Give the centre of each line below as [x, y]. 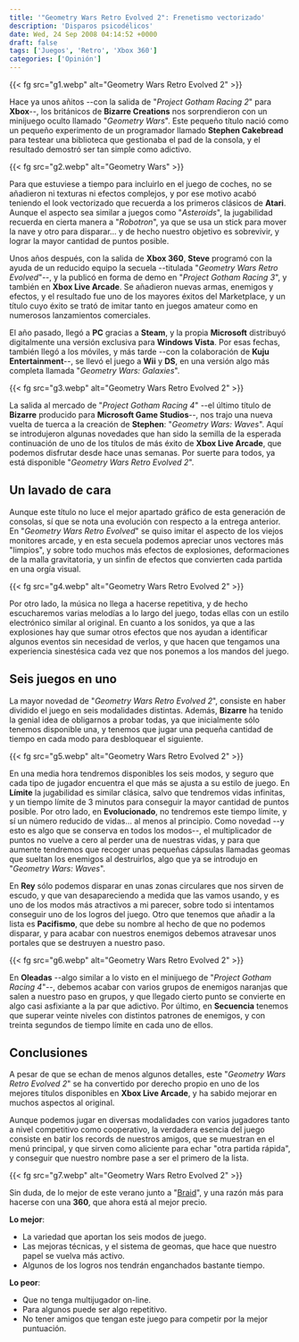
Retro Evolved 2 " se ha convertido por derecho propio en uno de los [135, 1084]
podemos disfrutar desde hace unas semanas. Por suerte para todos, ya [142, 453]
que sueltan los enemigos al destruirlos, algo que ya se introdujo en [134, 858]
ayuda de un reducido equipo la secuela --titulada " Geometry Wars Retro [144, 268]
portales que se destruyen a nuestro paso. [87, 942]
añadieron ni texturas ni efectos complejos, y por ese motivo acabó [133, 194]
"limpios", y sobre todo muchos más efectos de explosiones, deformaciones [149, 550]
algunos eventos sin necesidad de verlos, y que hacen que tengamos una [145, 641]
